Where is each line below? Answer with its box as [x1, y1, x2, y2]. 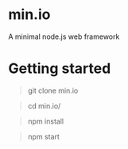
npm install [27, 117, 64, 126]
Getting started [8, 59, 111, 78]
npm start [27, 132, 60, 141]
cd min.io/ [27, 101, 61, 110]
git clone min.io [27, 86, 79, 95]
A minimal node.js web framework [8, 32, 120, 41]
